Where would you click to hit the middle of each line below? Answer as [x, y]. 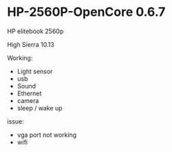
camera [28, 100]
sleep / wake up [40, 108]
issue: [15, 121]
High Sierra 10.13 [31, 44]
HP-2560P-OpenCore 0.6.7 [86, 12]
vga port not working [47, 135]
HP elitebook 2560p [35, 31]
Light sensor [35, 71]
